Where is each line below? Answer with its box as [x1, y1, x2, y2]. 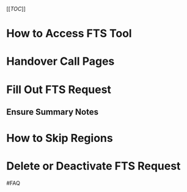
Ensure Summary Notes [6, 106, 99, 117]
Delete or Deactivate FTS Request [6, 159, 181, 173]
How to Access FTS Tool [6, 27, 133, 40]
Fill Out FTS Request [6, 83, 112, 97]
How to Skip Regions [6, 131, 113, 146]
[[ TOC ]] [6, 6, 26, 12]
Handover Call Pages [6, 54, 115, 68]
